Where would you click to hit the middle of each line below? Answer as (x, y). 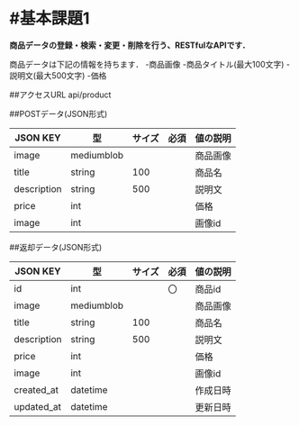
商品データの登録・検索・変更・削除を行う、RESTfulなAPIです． (130, 45)
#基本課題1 (50, 18)
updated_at (37, 406)
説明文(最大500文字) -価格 (58, 75)
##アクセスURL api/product (60, 95)
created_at (36, 390)
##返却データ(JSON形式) (56, 247)
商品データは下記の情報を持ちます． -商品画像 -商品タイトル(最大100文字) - (150, 64)
